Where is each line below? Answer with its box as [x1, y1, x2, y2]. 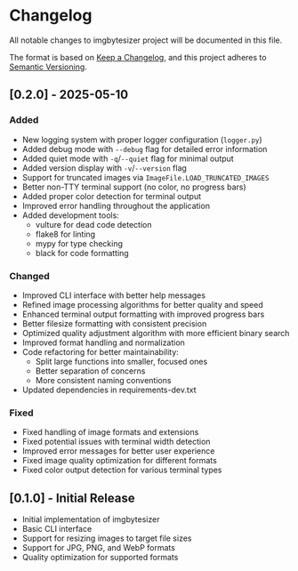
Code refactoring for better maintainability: [21, 346, 180, 357]
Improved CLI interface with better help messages [21, 290, 206, 301]
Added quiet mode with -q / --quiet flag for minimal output [21, 153, 234, 164]
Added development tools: [21, 210, 120, 221]
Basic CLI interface [21, 524, 93, 535]
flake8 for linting [35, 229, 96, 239]
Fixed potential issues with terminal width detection [21, 437, 211, 447]
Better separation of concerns [35, 366, 146, 376]
